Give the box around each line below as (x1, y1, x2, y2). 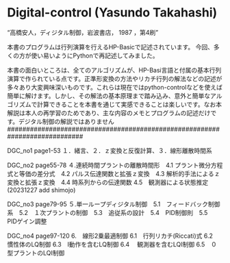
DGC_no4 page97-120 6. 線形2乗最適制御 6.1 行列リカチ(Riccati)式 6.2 (7, 231, 214, 240)
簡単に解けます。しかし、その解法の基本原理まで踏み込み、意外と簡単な (7, 91, 211, 100)
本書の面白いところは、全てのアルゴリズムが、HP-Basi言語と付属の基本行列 (7, 66, 222, 74)
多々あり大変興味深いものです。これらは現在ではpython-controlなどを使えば (7, 83, 223, 91)
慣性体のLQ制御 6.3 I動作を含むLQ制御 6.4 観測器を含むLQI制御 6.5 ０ (7, 240, 218, 248)
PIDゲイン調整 (7, 217, 47, 225)
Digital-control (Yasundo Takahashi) (7, 5, 218, 21)
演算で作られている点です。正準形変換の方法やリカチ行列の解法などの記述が (7, 74, 222, 83)
